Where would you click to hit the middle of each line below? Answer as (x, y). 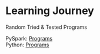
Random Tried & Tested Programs (46, 27)
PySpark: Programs (29, 38)
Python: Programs (27, 45)
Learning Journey (50, 11)
